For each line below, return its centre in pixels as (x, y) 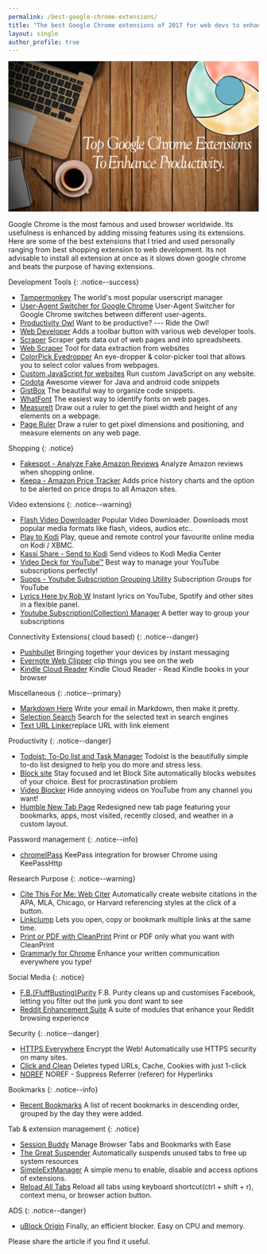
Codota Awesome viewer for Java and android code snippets (120, 382)
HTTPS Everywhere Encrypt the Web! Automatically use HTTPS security (138, 1049)
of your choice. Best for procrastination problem (99, 782)
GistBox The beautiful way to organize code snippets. (107, 391)
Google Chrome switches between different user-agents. (113, 314)
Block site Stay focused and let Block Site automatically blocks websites (138, 773)
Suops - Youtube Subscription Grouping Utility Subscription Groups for (135, 579)
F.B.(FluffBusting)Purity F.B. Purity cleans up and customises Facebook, (137, 993)
